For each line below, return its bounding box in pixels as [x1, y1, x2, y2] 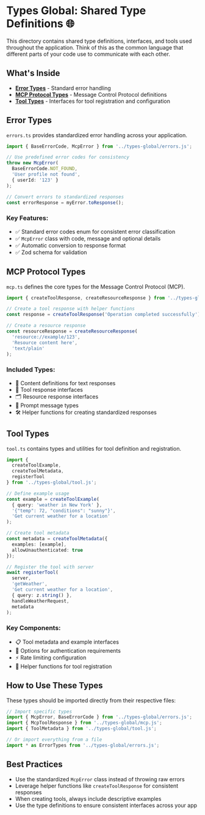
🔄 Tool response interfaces [15, 386, 84, 393]
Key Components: [6, 624, 61, 633]
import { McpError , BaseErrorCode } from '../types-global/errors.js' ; [6, 714, 192, 720]
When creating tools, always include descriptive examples [15, 795, 162, 802]
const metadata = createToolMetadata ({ [6, 536, 108, 542]
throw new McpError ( [6, 160, 59, 166]
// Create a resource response [6, 323, 86, 329]
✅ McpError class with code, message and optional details [15, 235, 161, 242]
